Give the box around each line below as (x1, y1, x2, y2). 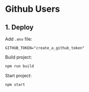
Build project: (5, 54, 32, 60)
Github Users (5, 3, 60, 15)
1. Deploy (5, 23, 34, 31)
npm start (5, 82, 26, 87)
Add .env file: (5, 36, 32, 42)
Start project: (5, 72, 32, 78)
